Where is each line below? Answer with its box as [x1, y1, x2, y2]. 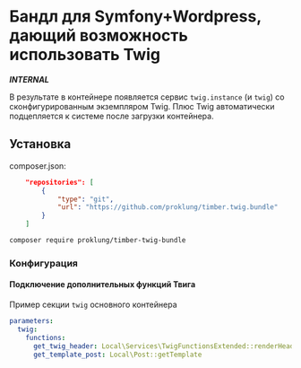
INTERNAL [9, 74, 49, 84]
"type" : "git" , [56, 195, 115, 204]
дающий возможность [9, 25, 188, 46]
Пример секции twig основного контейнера [9, 299, 177, 310]
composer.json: [9, 160, 67, 171]
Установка [9, 136, 72, 152]
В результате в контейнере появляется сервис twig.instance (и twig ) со [9, 92, 285, 102]
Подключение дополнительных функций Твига [9, 279, 196, 290]
